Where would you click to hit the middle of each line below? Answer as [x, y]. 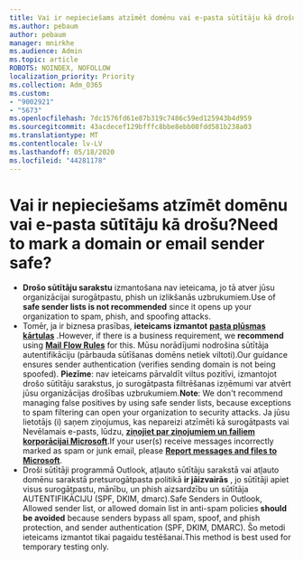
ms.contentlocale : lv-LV [56, 144]
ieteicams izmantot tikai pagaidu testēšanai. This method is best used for [156, 538]
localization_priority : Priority [72, 77]
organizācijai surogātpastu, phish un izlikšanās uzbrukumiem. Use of [149, 297]
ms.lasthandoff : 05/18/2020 [62, 152]
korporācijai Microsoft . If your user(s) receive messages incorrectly [148, 441]
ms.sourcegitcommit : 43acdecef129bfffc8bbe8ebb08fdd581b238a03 [131, 127]
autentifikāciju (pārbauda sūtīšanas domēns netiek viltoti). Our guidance [155, 355]
